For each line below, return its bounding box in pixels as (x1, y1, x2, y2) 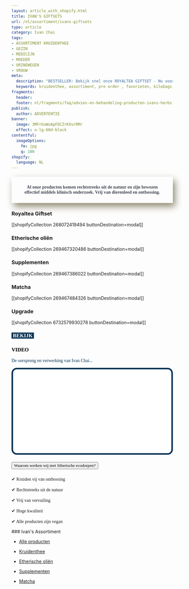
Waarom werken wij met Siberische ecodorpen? (14, 462, 96, 468)
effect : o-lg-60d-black (16, 127, 67, 133)
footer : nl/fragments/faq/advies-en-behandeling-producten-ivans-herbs (16, 100, 173, 105)
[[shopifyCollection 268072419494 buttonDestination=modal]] (11, 222, 143, 228)
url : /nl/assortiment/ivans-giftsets (11, 19, 92, 24)
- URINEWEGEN (11, 62, 39, 68)
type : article (11, 25, 42, 30)
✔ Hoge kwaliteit (11, 508, 44, 514)
